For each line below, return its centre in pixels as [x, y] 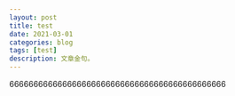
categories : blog [41, 42]
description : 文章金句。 [52, 59]
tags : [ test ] [33, 51]
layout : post [33, 17]
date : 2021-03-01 [41, 34]
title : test [31, 26]
